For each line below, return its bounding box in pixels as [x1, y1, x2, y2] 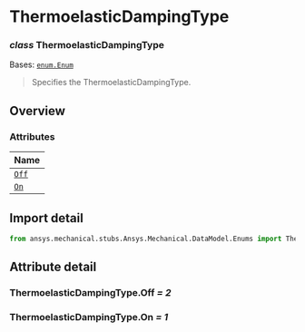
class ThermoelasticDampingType [9, 39, 165, 52]
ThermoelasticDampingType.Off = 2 [9, 287, 172, 299]
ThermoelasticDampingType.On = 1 [9, 311, 169, 324]
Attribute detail [9, 259, 97, 275]
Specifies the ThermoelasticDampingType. [31, 77, 192, 88]
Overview [9, 103, 66, 119]
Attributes [9, 130, 55, 142]
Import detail [9, 210, 84, 226]
